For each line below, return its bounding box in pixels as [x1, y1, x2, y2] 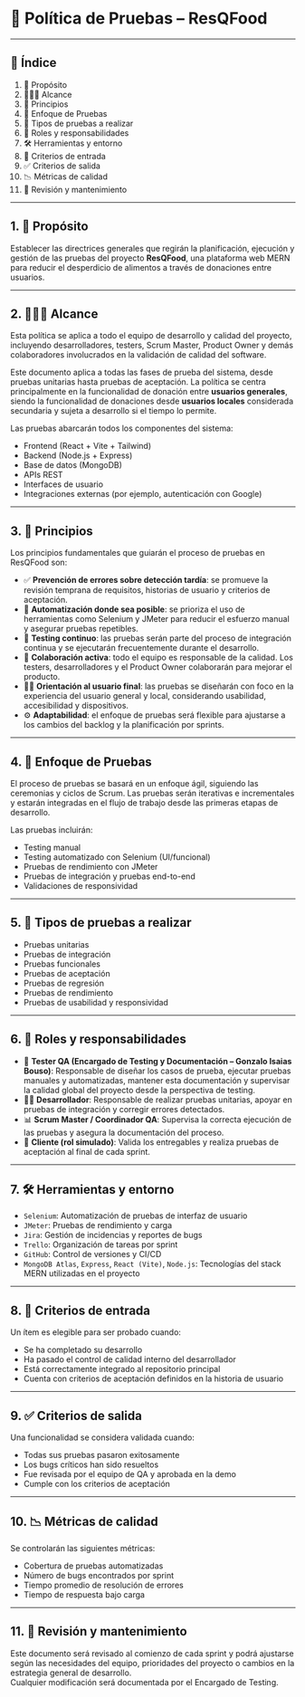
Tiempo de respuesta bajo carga [23, 1588, 146, 1600]
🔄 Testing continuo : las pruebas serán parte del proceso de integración [23, 633, 292, 644]
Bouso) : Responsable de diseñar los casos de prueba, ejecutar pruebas [23, 1065, 291, 1076]
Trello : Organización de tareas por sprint [23, 1239, 178, 1250]
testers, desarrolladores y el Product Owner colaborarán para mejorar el [23, 662, 292, 672]
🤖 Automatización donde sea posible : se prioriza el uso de [23, 604, 245, 615]
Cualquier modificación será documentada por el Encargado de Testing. [10, 1676, 279, 1687]
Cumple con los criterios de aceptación [23, 1479, 171, 1490]
